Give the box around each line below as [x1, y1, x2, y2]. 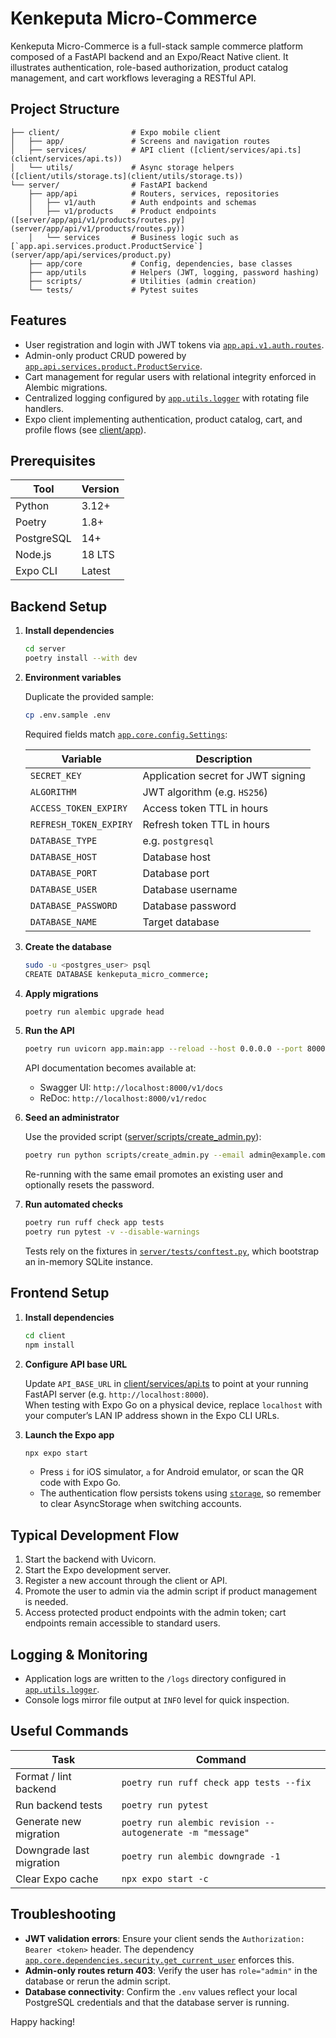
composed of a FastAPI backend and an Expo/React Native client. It [10, 50, 289, 62]
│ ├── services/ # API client [10, 145, 186, 155]
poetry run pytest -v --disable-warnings [24, 1227, 201, 1237]
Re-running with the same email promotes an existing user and [24, 1168, 284, 1181]
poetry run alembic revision [121, 1817, 260, 1828]
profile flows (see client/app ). [24, 423, 147, 436]
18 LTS [81, 548, 115, 562]
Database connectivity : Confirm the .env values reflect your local [24, 1985, 298, 1997]
